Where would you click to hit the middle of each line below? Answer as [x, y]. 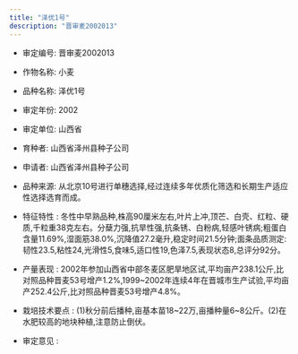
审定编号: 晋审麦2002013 [68, 52]
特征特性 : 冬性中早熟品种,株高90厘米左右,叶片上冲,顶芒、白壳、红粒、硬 [155, 216]
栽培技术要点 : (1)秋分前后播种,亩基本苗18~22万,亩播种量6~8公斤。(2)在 [154, 310]
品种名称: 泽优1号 [54, 91]
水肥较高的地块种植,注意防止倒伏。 [86, 321]
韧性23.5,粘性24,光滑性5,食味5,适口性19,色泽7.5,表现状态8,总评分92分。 [153, 250]
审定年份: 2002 [50, 109]
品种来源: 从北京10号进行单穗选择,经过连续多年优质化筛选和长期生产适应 [155, 186]
